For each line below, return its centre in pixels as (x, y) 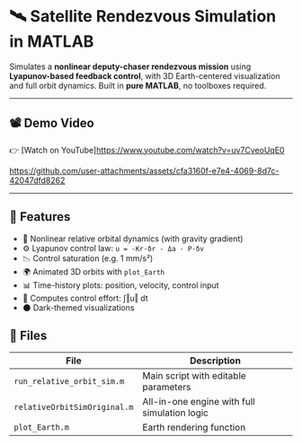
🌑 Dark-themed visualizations (78, 307)
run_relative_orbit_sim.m (69, 382)
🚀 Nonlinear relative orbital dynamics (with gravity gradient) (133, 239)
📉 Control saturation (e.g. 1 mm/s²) (88, 258)
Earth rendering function (194, 428)
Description (215, 361)
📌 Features (40, 217)
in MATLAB (52, 42)
